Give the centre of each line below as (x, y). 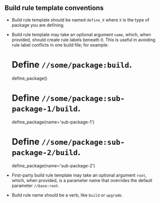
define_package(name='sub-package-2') (53, 165)
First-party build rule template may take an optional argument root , (79, 175)
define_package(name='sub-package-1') (53, 122)
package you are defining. (38, 25)
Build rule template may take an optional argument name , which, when (81, 34)
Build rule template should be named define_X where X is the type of (80, 20)
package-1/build (45, 109)
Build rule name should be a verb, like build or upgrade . (67, 195)
